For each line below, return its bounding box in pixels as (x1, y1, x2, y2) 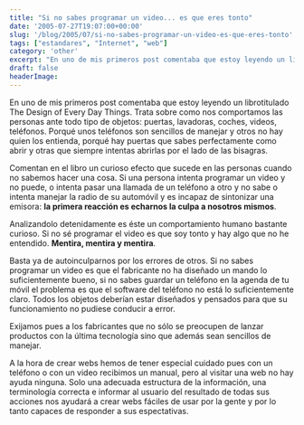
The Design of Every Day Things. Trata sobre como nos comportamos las (9, 106, 283, 118)
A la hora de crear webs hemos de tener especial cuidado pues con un (9, 357, 273, 368)
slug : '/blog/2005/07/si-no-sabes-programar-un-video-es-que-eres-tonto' (9, 30, 294, 39)
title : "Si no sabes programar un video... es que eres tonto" (9, 13, 253, 23)
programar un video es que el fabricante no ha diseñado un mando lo (9, 264, 268, 276)
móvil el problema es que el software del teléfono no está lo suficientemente (9, 284, 294, 295)
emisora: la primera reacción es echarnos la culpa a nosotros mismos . (9, 201, 277, 212)
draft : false (9, 64, 59, 73)
